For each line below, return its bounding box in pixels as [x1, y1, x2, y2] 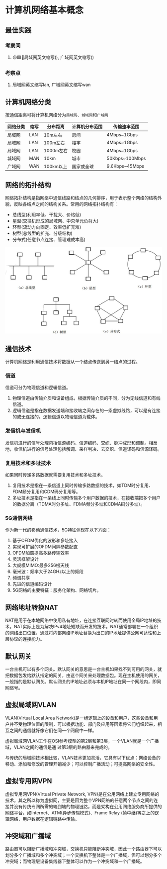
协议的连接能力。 [9, 636, 45, 642]
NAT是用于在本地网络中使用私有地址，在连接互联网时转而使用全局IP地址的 [5, 617, 158, 623]
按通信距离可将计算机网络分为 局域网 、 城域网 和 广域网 [5, 111, 108, 117]
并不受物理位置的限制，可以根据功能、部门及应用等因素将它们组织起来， [9, 721, 158, 727]
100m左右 [44, 140, 65, 146]
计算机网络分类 [5, 97, 51, 106]
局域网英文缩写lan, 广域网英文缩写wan [12, 82, 91, 88]
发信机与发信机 [5, 427, 41, 434]
